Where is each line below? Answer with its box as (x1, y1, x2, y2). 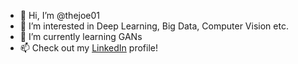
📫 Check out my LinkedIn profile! (19, 42, 158, 54)
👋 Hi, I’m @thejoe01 (19, 10, 101, 21)
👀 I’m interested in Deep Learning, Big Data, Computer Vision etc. (19, 20, 289, 32)
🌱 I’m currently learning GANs (19, 31, 143, 42)
